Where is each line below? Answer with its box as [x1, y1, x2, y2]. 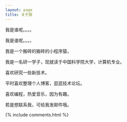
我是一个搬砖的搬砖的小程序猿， [5, 48, 72, 54]
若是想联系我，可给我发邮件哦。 [5, 101, 72, 107]
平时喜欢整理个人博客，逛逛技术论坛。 [5, 80, 85, 86]
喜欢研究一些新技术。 [5, 69, 49, 76]
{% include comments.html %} [5, 111, 69, 117]
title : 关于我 [5, 12, 33, 17]
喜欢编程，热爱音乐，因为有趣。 [5, 91, 72, 97]
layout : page [5, 7, 33, 13]
